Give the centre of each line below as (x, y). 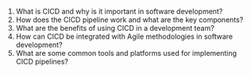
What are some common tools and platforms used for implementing (126, 53)
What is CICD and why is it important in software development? (119, 11)
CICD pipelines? (42, 61)
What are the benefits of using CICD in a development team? (115, 28)
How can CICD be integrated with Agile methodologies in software (124, 36)
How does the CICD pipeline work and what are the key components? (129, 20)
